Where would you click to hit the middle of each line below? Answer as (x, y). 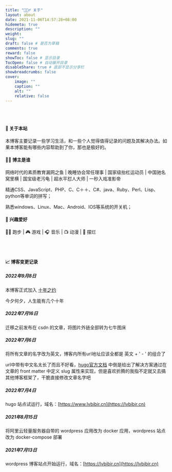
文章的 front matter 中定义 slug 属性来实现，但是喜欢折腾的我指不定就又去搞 (85, 371)
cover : (12, 77)
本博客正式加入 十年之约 (31, 290)
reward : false (21, 53)
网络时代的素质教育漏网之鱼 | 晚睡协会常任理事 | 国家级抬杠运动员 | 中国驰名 (85, 172)
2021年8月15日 (21, 417)
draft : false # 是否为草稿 (32, 44)
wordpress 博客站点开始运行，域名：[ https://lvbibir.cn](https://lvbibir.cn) (82, 464)
